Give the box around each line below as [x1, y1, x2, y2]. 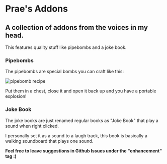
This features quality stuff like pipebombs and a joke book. [5, 44, 127, 50]
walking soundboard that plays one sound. [5, 138, 94, 144]
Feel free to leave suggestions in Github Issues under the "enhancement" [5, 147, 162, 154]
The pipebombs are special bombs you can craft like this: [5, 69, 124, 75]
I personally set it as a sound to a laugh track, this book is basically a [5, 132, 147, 139]
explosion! [5, 93, 27, 99]
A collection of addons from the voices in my [5, 23, 148, 32]
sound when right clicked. [5, 123, 59, 129]
